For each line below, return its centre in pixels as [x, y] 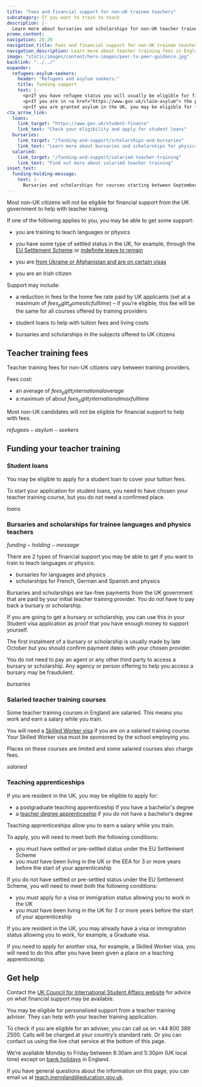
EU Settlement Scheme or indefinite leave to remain [79, 250]
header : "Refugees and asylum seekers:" [69, 79]
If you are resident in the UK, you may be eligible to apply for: [82, 795]
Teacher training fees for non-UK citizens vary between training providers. [99, 368]
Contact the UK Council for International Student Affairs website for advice [99, 993]
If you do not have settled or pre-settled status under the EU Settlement [95, 879]
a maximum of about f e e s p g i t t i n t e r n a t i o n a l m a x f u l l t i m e [82, 399]
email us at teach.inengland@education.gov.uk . [65, 1077]
